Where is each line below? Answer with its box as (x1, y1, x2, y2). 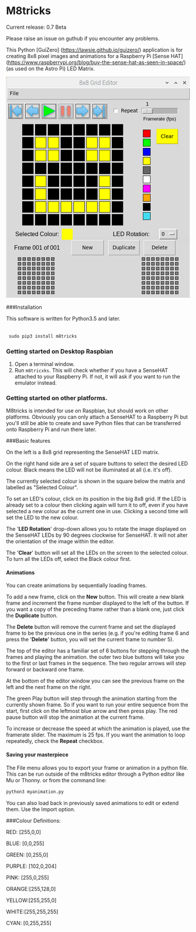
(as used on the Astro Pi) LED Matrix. (6, 65, 95, 72)
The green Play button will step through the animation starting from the (6, 695, 177, 702)
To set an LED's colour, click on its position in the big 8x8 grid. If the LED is (6, 495, 187, 503)
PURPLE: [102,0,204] (6, 862, 57, 870)
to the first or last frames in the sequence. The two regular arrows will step (6, 660, 186, 667)
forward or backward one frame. (6, 666, 85, 673)
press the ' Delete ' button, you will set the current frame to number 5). (6, 636, 174, 643)
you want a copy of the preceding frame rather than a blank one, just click (6, 606, 185, 613)
